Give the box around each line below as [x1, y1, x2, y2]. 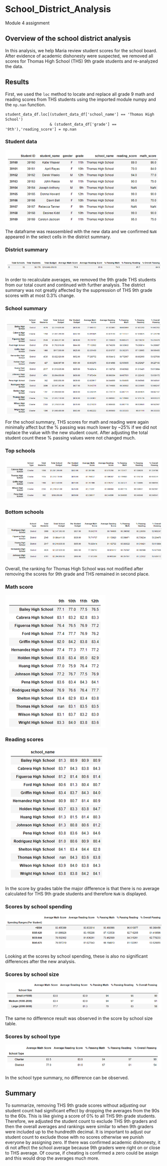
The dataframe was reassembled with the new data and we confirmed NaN [5, 228, 157, 234]
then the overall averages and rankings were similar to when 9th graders [5, 1123, 154, 1129]
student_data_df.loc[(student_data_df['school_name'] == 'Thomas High [5, 112, 155, 117]
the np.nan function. [5, 101, 46, 107]
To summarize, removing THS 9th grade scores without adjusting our [5, 1102, 147, 1108]
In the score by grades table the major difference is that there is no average [5, 886, 160, 891]
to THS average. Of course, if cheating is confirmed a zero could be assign [5, 1150, 159, 1156]
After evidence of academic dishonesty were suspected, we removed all [5, 53, 153, 59]
